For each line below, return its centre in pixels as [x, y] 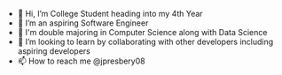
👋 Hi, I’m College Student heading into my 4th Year [110, 14]
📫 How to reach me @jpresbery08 [81, 61]
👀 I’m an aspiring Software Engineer [83, 23]
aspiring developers [54, 51]
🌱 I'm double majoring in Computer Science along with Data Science [142, 32]
